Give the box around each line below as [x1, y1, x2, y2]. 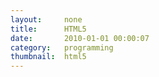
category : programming [10, 42, 114, 53]
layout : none [10, 14, 83, 25]
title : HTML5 [10, 24, 87, 34]
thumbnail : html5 [10, 52, 87, 62]
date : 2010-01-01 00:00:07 [10, 33, 150, 43]
